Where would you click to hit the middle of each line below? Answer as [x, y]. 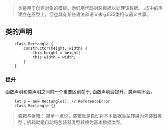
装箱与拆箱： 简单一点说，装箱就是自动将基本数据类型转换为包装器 [88, 116]
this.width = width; [54, 57]
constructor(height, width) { [55, 48]
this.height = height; [57, 53]
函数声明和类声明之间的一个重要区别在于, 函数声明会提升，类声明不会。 [80, 92]
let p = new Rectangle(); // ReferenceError [62, 102]
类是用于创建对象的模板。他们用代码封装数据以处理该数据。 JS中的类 [90, 8]
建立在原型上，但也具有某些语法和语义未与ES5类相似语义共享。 [84, 14]
